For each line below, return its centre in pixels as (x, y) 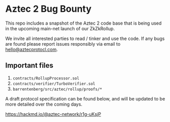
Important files (29, 65)
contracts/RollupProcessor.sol (46, 78)
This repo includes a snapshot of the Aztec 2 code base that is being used (83, 23)
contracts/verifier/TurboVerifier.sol (54, 84)
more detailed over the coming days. (44, 104)
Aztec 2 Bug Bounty (48, 9)
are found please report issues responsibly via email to (63, 44)
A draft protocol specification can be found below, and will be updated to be (85, 98)
